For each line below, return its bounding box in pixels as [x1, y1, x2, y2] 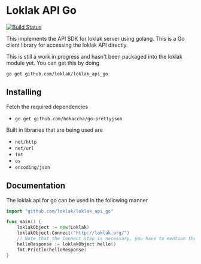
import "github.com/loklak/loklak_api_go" [6, 208, 114, 214]
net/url [14, 145, 34, 151]
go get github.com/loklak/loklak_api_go [6, 71, 109, 77]
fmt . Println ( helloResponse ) [17, 247, 87, 253]
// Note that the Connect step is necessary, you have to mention [17, 236, 186, 242]
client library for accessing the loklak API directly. [6, 41, 128, 48]
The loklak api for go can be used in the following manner [6, 196, 148, 204]
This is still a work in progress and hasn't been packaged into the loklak [6, 53, 182, 60]
